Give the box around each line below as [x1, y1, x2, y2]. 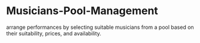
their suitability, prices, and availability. [6, 29, 101, 37]
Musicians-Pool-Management [6, 4, 158, 18]
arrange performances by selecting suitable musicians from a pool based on [6, 24, 194, 31]
